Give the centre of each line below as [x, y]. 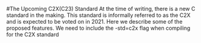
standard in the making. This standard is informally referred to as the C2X [98, 15]
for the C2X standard [33, 35]
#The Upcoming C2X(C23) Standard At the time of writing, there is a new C [101, 9]
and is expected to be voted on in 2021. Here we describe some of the [94, 21]
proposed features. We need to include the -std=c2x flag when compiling [98, 28]
